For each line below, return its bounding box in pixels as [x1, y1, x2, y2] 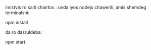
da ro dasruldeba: [5, 29, 42, 35]
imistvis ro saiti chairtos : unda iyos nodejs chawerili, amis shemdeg [5, 5, 146, 10]
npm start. [5, 39, 27, 45]
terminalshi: [5, 10, 30, 16]
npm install [5, 20, 28, 25]
